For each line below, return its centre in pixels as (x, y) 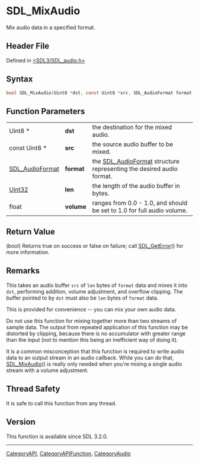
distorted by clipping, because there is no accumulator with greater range (96, 333)
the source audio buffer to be (133, 144)
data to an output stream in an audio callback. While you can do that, (90, 357)
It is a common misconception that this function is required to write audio (95, 351)
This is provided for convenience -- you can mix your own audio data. (91, 309)
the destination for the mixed (132, 127)
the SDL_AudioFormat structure (136, 162)
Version (21, 422)
